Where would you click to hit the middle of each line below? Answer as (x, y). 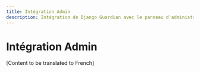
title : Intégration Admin (38, 12)
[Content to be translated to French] (50, 63)
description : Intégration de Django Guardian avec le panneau (85, 17)
